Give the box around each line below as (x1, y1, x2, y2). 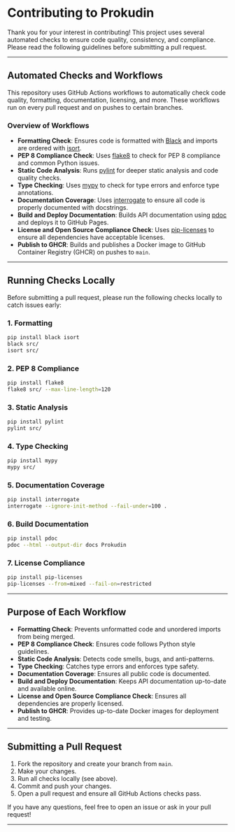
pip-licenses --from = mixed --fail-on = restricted (7, 580, 152, 588)
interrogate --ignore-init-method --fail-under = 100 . (7, 503, 168, 510)
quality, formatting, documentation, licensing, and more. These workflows (7, 96, 220, 104)
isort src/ (7, 347, 39, 354)
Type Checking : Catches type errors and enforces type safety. (17, 662, 199, 670)
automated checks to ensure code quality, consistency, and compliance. (7, 35, 215, 43)
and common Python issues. (17, 159, 100, 167)
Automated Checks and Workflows (7, 70, 163, 82)
